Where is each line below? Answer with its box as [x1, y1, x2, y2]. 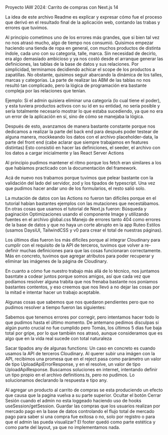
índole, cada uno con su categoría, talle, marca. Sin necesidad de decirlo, [5, 50, 157, 56]
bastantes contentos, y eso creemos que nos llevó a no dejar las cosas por [5, 284, 160, 290]
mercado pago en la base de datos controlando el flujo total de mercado [5, 408, 154, 414]
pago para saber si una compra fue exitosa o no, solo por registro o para [5, 414, 155, 419]
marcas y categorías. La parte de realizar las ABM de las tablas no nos [5, 77, 151, 83]
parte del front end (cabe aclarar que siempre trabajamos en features [5, 139, 149, 145]
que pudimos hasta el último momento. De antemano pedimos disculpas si [5, 319, 159, 325]
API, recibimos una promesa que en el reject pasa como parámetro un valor [5, 356, 161, 362]
